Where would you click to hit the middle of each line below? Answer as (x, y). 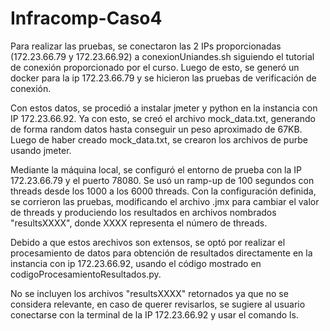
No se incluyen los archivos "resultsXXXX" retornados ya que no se (149, 293)
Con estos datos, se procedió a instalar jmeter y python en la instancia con (164, 108)
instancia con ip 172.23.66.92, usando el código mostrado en (136, 263)
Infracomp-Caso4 (86, 18)
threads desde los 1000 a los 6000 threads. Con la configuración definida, (163, 191)
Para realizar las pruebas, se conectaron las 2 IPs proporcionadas (146, 46)
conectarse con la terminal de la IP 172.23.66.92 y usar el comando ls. (154, 314)
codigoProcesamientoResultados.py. (86, 274)
